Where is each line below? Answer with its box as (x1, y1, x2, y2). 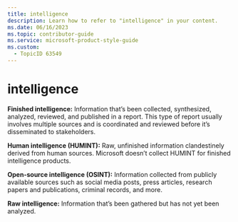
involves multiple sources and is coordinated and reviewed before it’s (7, 119, 210, 128)
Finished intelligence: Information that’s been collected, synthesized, (7, 104, 212, 113)
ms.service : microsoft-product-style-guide (7, 37, 139, 44)
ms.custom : (7, 44, 40, 51)
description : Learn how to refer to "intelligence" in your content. (7, 17, 219, 24)
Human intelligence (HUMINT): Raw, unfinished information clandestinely (7, 141, 224, 150)
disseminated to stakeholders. (7, 127, 96, 136)
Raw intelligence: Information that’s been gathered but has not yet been (7, 199, 219, 208)
